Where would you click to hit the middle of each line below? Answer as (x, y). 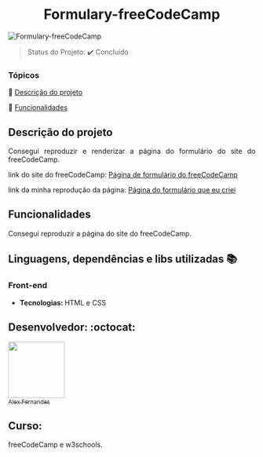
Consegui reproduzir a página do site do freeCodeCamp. (100, 233)
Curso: (25, 426)
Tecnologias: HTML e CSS (63, 302)
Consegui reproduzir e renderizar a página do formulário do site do (132, 152)
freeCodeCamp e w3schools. (56, 444)
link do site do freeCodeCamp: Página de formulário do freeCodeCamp (123, 175)
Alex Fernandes (29, 402)
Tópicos (24, 75)
